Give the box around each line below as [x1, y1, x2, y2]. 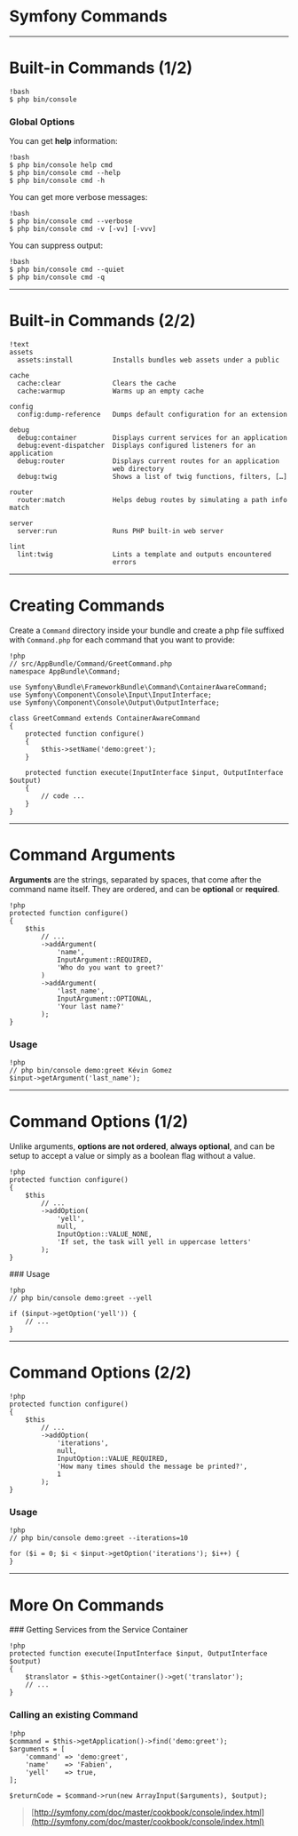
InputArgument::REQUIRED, [56, 955, 153, 964]
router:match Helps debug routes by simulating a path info [17, 496, 288, 505]
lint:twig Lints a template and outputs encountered [17, 550, 272, 559]
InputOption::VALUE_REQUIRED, [56, 1455, 169, 1464]
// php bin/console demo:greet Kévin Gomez [9, 1066, 173, 1075]
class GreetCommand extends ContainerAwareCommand [9, 714, 200, 723]
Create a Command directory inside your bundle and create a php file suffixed [9, 625, 285, 636]
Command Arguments [9, 845, 176, 866]
